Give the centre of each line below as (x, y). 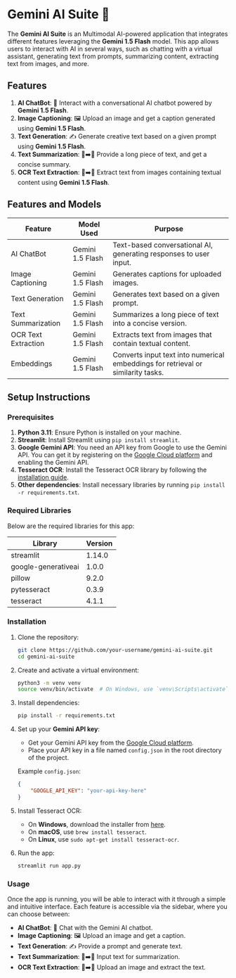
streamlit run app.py (49, 866)
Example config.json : (49, 771)
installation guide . (43, 477)
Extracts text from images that (162, 335)
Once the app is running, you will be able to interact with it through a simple (117, 899)
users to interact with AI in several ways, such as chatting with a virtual (110, 49)
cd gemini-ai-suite (46, 657)
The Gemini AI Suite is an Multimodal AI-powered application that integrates (118, 34)
